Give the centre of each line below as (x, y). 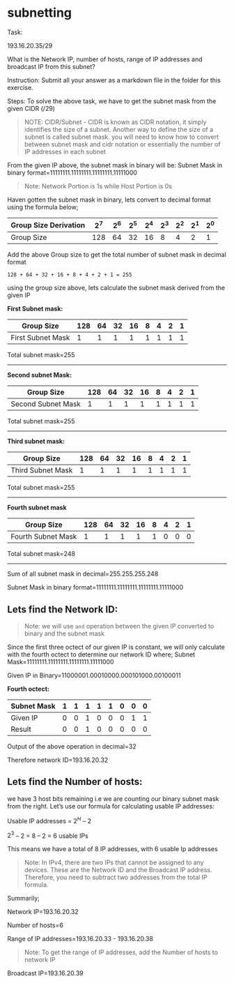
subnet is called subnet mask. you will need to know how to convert (122, 137)
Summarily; (23, 899)
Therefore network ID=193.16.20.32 (58, 760)
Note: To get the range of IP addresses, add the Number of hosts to (121, 952)
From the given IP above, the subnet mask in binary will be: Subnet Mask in (115, 165)
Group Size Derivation (48, 225)
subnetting (39, 13)
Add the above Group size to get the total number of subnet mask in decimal (117, 255)
